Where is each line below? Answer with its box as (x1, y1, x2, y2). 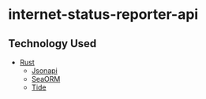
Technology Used (8, 37, 97, 50)
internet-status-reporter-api (8, 5, 199, 24)
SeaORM (31, 75, 61, 83)
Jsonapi (31, 66, 58, 75)
